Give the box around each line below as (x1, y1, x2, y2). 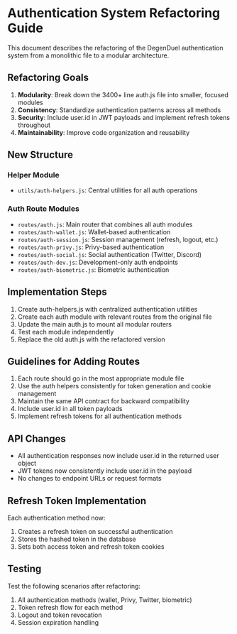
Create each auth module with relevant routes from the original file (17, 312, 212, 321)
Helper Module (7, 170, 60, 180)
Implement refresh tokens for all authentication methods (17, 412, 182, 420)
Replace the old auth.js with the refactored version (17, 335, 165, 344)
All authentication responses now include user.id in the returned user (17, 452, 219, 460)
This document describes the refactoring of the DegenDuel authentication (7, 43, 224, 52)
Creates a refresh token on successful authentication (17, 527, 173, 535)
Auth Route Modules (7, 204, 79, 214)
